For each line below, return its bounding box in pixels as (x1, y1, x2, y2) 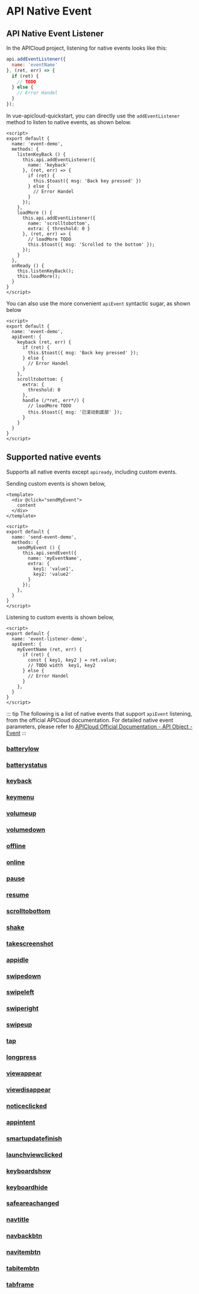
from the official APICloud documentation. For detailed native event (6, 716, 174, 724)
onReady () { (11, 262, 45, 269)
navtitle (6, 1215, 30, 1224)
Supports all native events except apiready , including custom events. (6, 468, 177, 475)
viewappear (6, 1069, 42, 1078)
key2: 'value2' (33, 571, 71, 577)
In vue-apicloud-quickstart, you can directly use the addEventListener (6, 112, 180, 119)
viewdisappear (6, 1085, 51, 1094)
